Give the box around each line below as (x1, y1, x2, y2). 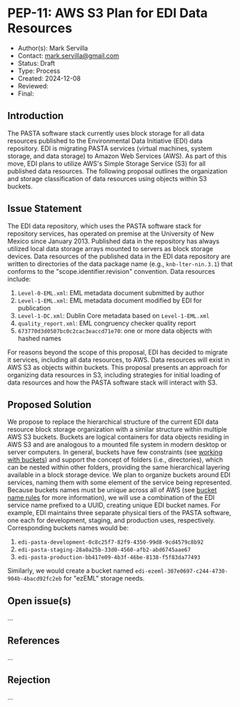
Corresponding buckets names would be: (7, 524, 129, 532)
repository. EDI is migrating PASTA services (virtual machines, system (7, 144, 213, 153)
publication (17, 303, 51, 312)
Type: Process (17, 66, 61, 75)
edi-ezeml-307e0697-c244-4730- (135, 568, 229, 575)
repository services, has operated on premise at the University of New (7, 229, 214, 238)
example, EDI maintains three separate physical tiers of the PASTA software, (7, 509, 231, 517)
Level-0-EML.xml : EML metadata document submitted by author (17, 288, 205, 297)
